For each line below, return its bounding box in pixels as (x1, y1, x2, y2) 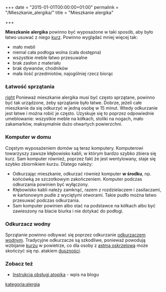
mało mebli (12, 44, 36, 50)
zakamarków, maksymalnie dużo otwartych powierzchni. (5, 121, 122, 127)
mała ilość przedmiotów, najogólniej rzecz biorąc (12, 71, 114, 77)
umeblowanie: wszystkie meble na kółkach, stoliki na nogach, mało (5, 116, 144, 122)
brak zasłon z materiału (12, 60, 61, 66)
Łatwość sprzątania (5, 83, 55, 90)
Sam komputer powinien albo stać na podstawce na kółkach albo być (12, 202, 155, 208)
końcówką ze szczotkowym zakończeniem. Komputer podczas (12, 176, 142, 182)
